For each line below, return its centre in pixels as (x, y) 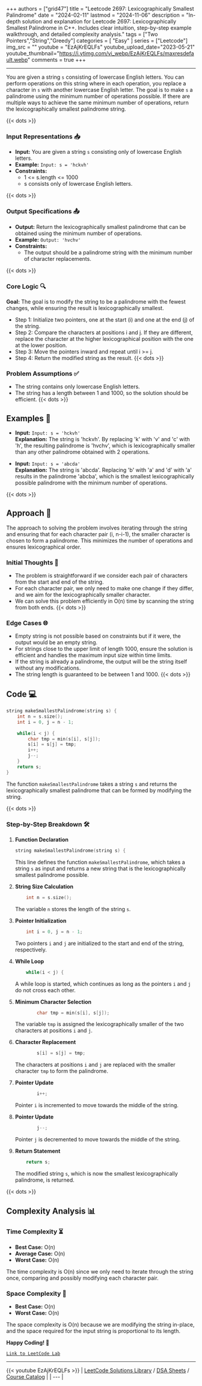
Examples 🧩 (29, 418)
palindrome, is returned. (45, 1180)
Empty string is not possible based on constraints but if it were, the (98, 636)
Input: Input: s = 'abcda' (47, 463)
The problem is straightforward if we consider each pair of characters (101, 576)
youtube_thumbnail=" (33, 53)
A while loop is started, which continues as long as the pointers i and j (103, 984)
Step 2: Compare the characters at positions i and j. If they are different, (104, 332)
